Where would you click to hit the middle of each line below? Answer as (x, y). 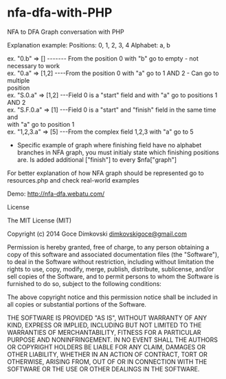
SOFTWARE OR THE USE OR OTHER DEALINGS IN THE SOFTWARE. (103, 369)
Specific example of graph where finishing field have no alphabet (109, 145)
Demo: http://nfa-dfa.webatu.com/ (56, 194)
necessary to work (34, 65)
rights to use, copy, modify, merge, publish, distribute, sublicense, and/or (111, 269)
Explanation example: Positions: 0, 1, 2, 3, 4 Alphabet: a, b (89, 45)
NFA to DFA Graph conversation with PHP (66, 32)
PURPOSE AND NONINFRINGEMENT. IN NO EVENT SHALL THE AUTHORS (113, 340)
